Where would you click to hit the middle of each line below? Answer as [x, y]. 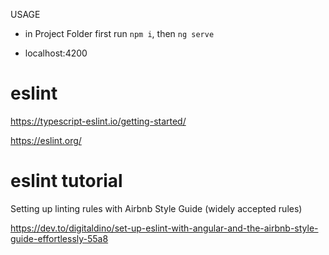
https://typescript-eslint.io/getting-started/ [98, 121]
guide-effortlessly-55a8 [59, 238]
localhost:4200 [56, 53]
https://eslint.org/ [46, 140]
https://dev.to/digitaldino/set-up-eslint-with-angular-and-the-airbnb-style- [164, 228]
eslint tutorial [66, 181]
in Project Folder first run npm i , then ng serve [119, 33]
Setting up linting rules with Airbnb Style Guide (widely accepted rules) [156, 208]
